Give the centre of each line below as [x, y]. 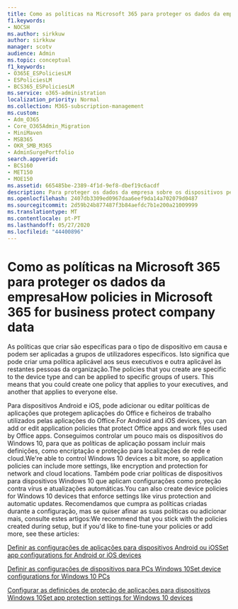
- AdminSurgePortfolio [41, 153]
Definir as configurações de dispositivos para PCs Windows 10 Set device [114, 569]
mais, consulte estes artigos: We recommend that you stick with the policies [118, 519]
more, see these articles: [44, 534]
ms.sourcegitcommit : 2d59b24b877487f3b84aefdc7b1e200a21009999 [103, 205]
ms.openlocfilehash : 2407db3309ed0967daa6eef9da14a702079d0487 [103, 199]
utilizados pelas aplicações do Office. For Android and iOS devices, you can [117, 421]
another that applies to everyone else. [63, 392]
